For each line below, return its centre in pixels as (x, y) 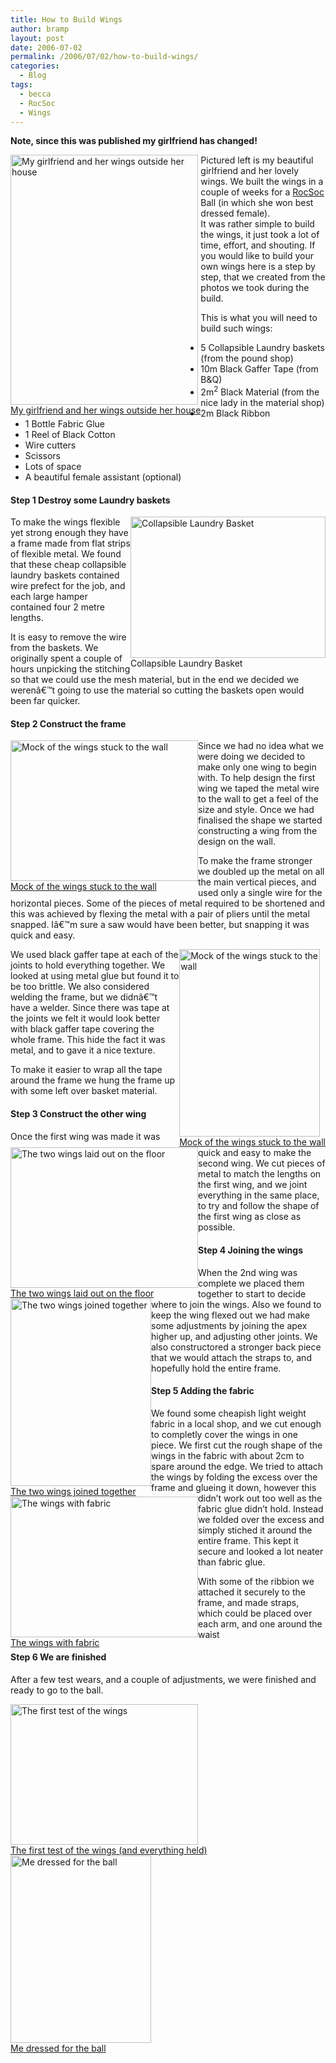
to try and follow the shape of (259, 1206)
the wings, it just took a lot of (260, 235)
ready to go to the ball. (57, 1690)
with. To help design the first (257, 778)
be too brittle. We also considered (80, 987)
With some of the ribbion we (256, 1581)
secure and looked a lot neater (261, 1551)
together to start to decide (252, 1293)
